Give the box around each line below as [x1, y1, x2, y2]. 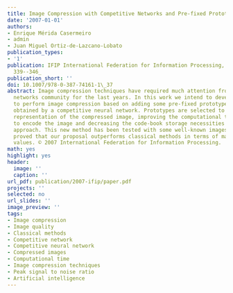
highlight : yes [7, 152, 51, 160]
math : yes [7, 146, 36, 153]
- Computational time [7, 256, 70, 262]
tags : [7, 210, 23, 217]
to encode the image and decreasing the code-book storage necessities [13, 119, 225, 127]
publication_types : [7, 49, 64, 56]
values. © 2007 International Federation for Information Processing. [13, 140, 222, 146]
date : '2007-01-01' [7, 17, 64, 24]
